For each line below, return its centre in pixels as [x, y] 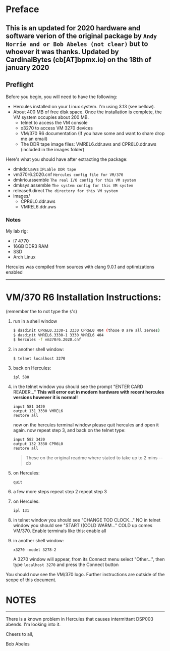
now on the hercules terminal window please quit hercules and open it [86, 425]
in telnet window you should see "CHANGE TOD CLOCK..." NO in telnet [87, 520]
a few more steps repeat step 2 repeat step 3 [60, 492]
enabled [14, 272]
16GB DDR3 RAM [31, 246]
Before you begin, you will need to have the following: [62, 97]
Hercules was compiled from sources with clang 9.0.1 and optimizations [80, 267]
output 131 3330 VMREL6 [38, 411]
